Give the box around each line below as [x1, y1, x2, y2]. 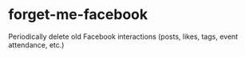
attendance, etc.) [8, 40, 65, 49]
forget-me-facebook [8, 6, 148, 24]
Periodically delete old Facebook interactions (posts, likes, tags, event [8, 32, 239, 41]
